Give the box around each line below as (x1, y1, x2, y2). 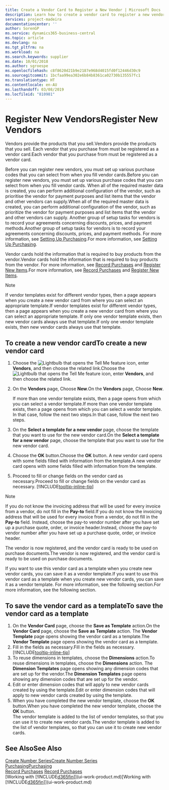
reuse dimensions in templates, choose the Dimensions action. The (12, 660, 153, 666)
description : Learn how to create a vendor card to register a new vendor (5, 12, 165, 17)
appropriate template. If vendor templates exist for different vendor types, (5, 303, 157, 309)
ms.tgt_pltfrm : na (5, 45, 44, 50)
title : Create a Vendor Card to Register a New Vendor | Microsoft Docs (5, 7, 161, 13)
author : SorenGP (5, 26, 39, 31)
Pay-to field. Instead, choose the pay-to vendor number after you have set (5, 519, 159, 525)
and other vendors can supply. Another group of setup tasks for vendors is (5, 214, 160, 221)
